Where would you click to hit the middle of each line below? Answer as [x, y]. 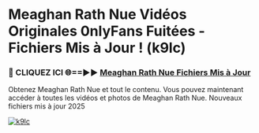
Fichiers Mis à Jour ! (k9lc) [97, 48]
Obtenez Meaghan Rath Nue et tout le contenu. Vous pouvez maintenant [126, 90]
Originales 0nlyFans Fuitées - [107, 31]
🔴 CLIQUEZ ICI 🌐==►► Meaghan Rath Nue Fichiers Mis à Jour [129, 72]
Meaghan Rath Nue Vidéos [98, 15]
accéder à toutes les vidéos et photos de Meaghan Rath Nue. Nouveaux [125, 98]
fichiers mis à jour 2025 [47, 106]
